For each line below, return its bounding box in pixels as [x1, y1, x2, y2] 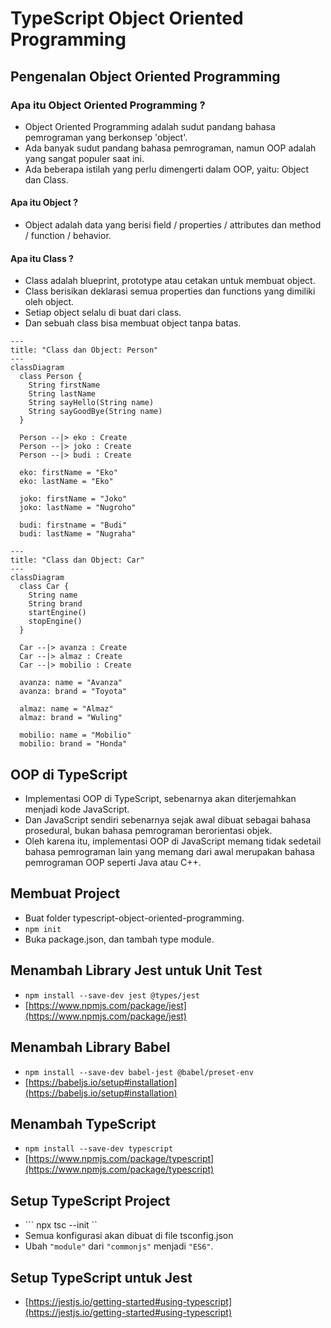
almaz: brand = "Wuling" [19, 713, 123, 723]
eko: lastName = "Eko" [19, 477, 114, 487]
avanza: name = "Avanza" [19, 678, 123, 688]
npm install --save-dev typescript [24, 1144, 174, 1154]
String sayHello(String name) [28, 398, 155, 408]
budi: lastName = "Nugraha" [19, 529, 137, 539]
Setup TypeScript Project [10, 1192, 171, 1209]
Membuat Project [10, 885, 121, 902]
